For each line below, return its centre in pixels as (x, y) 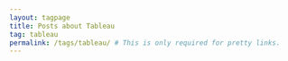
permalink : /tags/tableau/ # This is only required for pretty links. (145, 43)
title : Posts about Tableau (62, 26)
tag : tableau (34, 34)
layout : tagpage (40, 17)
